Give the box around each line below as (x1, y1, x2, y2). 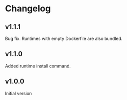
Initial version (5, 90, 32, 96)
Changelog (5, 3, 51, 14)
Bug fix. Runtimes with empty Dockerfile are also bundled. (5, 35, 123, 41)
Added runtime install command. (5, 63, 71, 69)
